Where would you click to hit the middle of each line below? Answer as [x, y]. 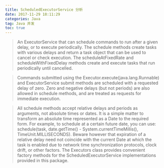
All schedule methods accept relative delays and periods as [77, 108]
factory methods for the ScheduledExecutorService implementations [86, 155]
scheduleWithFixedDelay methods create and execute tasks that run [86, 63]
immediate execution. [39, 99]
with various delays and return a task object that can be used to [82, 53]
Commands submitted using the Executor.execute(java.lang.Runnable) [88, 78]
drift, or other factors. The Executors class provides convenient [81, 150]
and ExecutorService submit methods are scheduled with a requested [88, 83]
